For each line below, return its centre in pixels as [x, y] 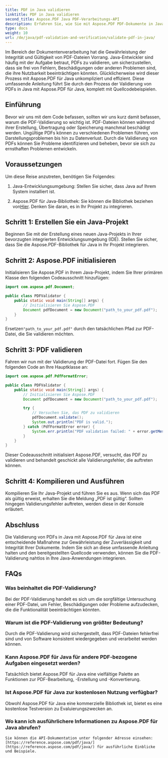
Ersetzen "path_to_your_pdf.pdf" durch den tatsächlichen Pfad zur [74, 329]
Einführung [23, 105]
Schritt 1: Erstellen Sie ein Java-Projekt [67, 222]
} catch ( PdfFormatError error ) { [59, 427]
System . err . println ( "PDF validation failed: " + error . [91, 431]
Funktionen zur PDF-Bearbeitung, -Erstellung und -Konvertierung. [73, 680]
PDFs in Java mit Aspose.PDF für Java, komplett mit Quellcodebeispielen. [81, 89]
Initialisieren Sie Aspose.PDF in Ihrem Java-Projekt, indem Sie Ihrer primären [84, 272]
